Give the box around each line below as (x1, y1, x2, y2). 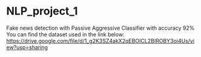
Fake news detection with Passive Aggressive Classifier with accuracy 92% (6, 24, 195, 32)
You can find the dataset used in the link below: (6, 30, 125, 38)
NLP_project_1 (6, 4, 78, 18)
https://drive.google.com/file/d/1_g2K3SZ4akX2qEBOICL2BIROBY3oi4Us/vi (6, 37, 195, 44)
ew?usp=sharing (6, 44, 48, 51)
